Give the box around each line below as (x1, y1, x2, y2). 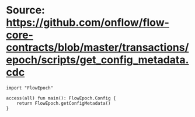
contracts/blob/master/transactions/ (6, 41, 189, 54)
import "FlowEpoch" (6, 85, 54, 91)
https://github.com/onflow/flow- (6, 16, 169, 29)
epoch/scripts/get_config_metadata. (6, 53, 189, 67)
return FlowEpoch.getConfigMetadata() (16, 100, 111, 106)
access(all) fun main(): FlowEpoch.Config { (6, 95, 116, 101)
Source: (6, 4, 46, 17)
